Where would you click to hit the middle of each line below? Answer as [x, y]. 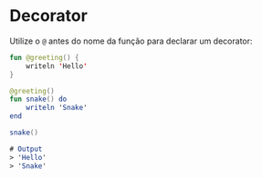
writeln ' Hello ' [57, 66]
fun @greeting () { [44, 57]
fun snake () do [38, 99]
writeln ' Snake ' [57, 108]
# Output [26, 149]
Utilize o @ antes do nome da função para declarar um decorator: [131, 41]
